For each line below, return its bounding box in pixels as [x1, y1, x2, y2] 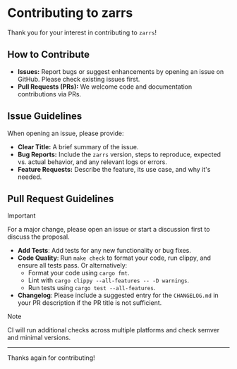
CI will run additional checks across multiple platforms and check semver [7, 326, 220, 334]
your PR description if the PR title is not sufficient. [17, 299, 162, 307]
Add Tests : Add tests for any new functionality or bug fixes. [17, 246, 192, 255]
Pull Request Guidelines [7, 192, 114, 205]
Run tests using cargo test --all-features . [28, 284, 156, 292]
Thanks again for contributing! [7, 354, 95, 362]
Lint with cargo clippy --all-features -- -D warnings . [28, 276, 190, 284]
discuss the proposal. [7, 232, 70, 241]
